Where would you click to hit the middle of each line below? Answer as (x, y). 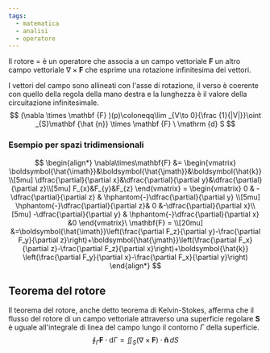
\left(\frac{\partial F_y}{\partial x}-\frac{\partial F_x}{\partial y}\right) (135, 257)
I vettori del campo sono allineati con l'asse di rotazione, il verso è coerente (134, 86)
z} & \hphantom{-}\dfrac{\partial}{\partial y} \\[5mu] (174, 197)
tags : (17, 16)
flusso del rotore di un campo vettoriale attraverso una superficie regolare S (134, 319)
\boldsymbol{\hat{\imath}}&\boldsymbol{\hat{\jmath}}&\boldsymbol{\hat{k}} (135, 171)
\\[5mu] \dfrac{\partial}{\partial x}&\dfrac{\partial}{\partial (104, 179)
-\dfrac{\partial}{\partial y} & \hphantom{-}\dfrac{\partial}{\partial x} (146, 214)
